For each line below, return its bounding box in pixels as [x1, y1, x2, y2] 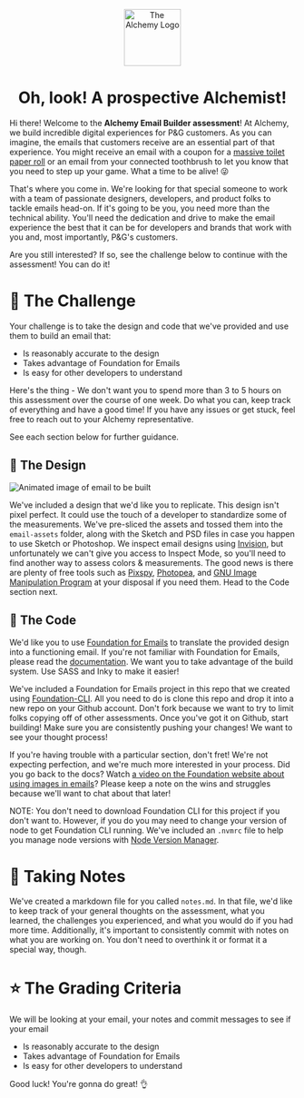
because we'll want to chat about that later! [9, 787, 172, 798]
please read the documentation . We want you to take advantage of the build [9, 656, 293, 667]
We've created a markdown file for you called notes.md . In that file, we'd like [9, 895, 293, 907]
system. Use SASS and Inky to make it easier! [9, 666, 180, 677]
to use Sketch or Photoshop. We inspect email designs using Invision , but [9, 538, 284, 549]
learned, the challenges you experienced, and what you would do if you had [9, 915, 293, 926]
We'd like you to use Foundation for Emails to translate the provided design [9, 637, 289, 648]
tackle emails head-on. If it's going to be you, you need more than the [9, 203, 270, 213]
